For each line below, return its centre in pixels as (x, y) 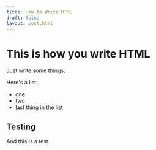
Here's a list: (22, 83)
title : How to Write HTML (39, 12)
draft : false (23, 18)
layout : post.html (30, 23)
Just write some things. (36, 70)
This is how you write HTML (78, 54)
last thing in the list (39, 107)
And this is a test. (28, 141)
